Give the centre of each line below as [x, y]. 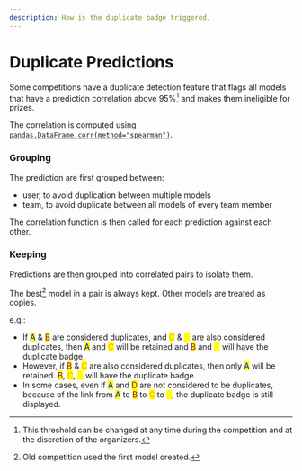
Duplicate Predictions [92, 62]
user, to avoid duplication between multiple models [116, 195]
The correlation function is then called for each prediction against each [141, 222]
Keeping [28, 254]
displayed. [41, 404]
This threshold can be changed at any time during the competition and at [157, 430]
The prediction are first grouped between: [87, 177]
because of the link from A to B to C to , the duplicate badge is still [148, 395]
